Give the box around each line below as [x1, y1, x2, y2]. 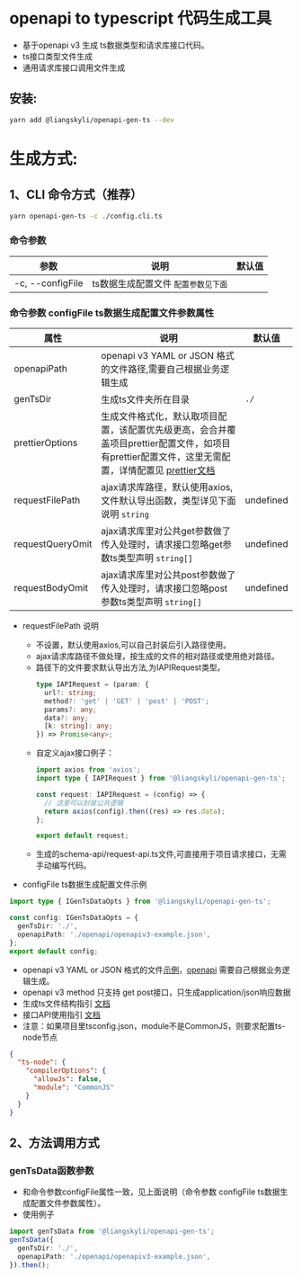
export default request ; [35, 831, 129, 841]
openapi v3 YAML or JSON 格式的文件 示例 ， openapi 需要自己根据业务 [22, 964, 282, 975]
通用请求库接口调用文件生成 [22, 62, 126, 73]
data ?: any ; [43, 713, 89, 722]
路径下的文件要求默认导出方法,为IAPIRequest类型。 [35, 662, 226, 673]
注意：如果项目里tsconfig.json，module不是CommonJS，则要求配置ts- [22, 1020, 286, 1031]
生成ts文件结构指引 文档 [22, 997, 111, 1008]
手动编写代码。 [35, 860, 92, 871]
